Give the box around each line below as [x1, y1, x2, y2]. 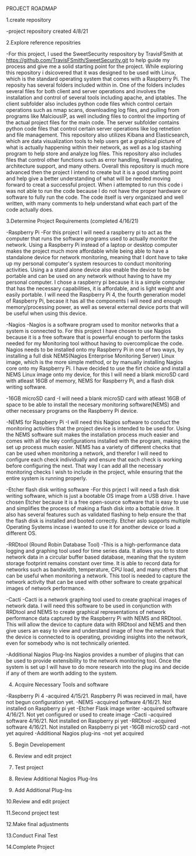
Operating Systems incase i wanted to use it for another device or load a [6, 524, 181, 530]
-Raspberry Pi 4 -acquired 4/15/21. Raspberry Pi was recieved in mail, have [6, 692, 187, 699]
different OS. [6, 530, 37, 536]
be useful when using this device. [6, 310, 87, 317]
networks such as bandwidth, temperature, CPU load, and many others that [6, 566, 188, 573]
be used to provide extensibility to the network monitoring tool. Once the [6, 657, 181, 664]
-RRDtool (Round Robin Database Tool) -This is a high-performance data [6, 541, 181, 548]
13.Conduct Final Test [6, 832, 58, 839]
